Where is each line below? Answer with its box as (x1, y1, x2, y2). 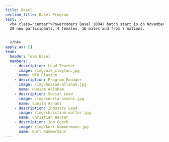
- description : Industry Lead (14, 106, 78, 111)
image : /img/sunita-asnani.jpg (18, 96, 84, 101)
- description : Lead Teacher (14, 63, 75, 68)
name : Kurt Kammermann (18, 129, 66, 134)
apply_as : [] (5, 44, 33, 50)
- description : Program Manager (14, 77, 82, 82)
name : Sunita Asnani (18, 101, 62, 106)
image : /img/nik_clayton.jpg (18, 68, 80, 73)
